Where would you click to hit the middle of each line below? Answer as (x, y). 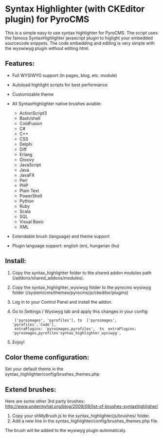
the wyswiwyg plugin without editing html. (47, 48)
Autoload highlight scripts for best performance (60, 85)
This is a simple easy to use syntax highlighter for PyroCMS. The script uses (81, 33)
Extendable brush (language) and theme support (61, 236)
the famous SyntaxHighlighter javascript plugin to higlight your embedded (79, 38)
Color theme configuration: (47, 357)
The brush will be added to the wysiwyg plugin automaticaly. (66, 430)
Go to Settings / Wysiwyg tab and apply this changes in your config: (80, 311)
